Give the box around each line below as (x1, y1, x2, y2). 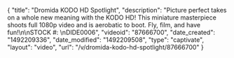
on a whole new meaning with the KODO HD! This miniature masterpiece (7, 13, 217, 22)
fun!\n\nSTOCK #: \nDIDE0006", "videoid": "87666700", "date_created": (7, 28, 216, 36)
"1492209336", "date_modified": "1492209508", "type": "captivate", (7, 36, 205, 44)
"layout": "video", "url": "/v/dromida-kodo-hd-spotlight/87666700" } (7, 43, 205, 51)
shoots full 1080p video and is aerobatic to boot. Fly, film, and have (7, 21, 201, 29)
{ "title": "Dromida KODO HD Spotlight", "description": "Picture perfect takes (7, 6, 227, 14)
